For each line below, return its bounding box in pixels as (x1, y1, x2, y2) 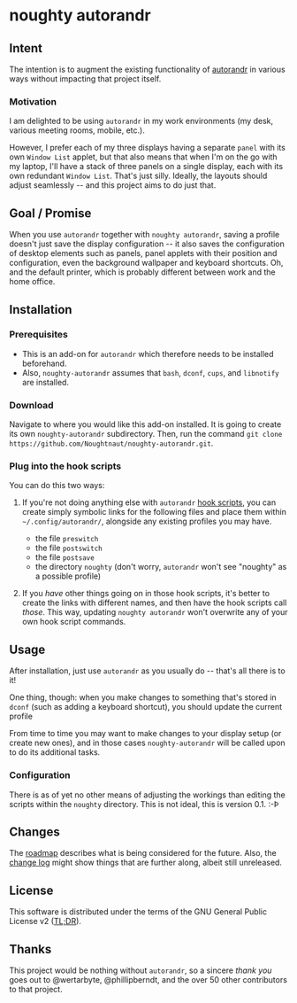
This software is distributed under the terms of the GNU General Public (9, 906, 268, 917)
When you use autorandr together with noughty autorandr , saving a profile (9, 229, 280, 240)
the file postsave (34, 552, 95, 563)
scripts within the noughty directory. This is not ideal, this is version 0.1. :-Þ (9, 798, 280, 809)
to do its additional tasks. (9, 747, 101, 758)
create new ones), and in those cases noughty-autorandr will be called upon (9, 737, 286, 749)
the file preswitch (34, 533, 99, 544)
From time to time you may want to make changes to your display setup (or (9, 728, 282, 739)
